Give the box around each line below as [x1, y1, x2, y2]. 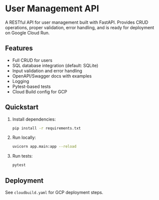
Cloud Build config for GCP [12, 88, 67, 94]
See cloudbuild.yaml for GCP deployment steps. [5, 190, 103, 195]
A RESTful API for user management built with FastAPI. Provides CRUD [5, 19, 149, 25]
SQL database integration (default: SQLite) [12, 62, 98, 68]
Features [5, 44, 33, 52]
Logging [12, 78, 30, 84]
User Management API [5, 3, 99, 14]
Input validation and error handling [12, 68, 83, 74]
